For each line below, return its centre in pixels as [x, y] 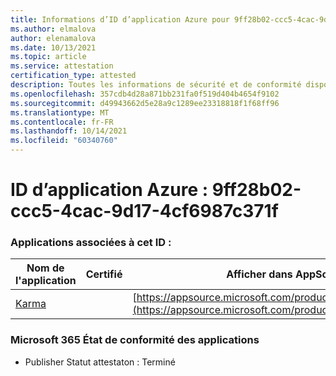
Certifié [104, 274]
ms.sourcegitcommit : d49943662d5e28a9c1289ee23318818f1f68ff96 [145, 103]
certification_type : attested [73, 76]
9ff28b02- [256, 190]
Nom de [45, 268]
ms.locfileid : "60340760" [64, 141]
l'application [46, 281]
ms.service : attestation [62, 66]
